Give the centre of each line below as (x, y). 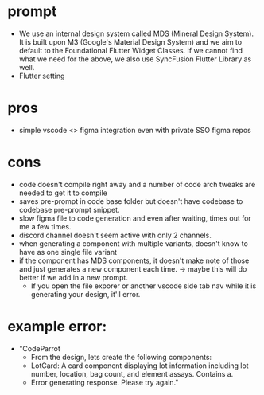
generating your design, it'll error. (85, 294)
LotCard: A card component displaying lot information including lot (140, 366)
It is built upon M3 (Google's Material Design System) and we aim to (130, 41)
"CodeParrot (39, 348)
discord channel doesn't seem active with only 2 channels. (115, 235)
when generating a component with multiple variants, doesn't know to (133, 243)
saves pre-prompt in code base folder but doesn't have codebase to (131, 201)
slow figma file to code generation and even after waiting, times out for (135, 218)
